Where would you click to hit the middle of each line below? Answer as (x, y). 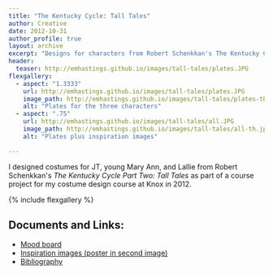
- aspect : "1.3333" (49, 83)
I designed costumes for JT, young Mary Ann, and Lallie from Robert (123, 166)
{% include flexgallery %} (51, 199)
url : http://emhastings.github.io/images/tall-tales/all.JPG (128, 122)
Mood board (41, 245)
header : (22, 62)
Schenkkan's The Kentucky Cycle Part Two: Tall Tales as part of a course (131, 175)
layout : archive (36, 46)
